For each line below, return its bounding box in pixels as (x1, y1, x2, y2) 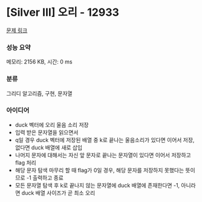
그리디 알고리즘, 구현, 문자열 (6, 90, 73, 97)
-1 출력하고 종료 (26, 174, 64, 181)
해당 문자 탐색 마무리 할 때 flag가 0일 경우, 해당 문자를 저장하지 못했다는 (15, 166, 184, 174)
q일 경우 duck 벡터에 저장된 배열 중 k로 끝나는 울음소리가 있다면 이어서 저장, (15, 136, 195, 143)
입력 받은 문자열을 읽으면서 (15, 128, 79, 136)
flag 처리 (15, 158, 36, 166)
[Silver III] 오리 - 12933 (6, 5, 120, 19)
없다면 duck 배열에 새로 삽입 (15, 143, 83, 151)
